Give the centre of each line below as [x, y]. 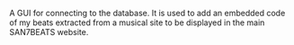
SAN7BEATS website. [49, 32]
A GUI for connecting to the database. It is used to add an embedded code [147, 13]
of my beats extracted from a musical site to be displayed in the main [137, 22]
